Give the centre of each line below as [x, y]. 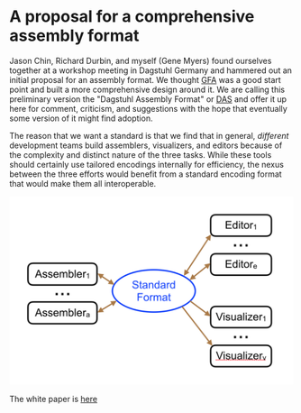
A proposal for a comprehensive [132, 17]
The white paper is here [53, 399]
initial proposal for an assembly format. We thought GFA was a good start [145, 79]
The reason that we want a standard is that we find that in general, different [149, 135]
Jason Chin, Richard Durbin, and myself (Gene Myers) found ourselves [141, 60]
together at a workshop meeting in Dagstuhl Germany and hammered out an [151, 70]
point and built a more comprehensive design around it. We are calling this [147, 89]
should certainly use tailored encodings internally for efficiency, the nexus [146, 164]
